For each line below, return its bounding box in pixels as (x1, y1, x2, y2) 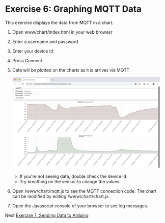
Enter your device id (12, 48, 53, 54)
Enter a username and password (12, 38, 79, 45)
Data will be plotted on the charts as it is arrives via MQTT (12, 67, 130, 73)
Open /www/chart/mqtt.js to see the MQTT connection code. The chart (12, 188, 157, 194)
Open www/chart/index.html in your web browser (12, 29, 113, 35)
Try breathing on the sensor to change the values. (19, 178, 121, 184)
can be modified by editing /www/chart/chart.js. (12, 193, 110, 199)
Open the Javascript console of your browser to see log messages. (12, 202, 148, 209)
